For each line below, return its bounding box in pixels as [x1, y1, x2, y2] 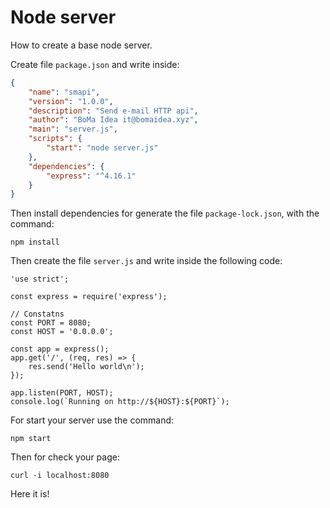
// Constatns [10, 309, 65, 320]
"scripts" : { [28, 134, 83, 144]
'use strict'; [10, 274, 70, 285]
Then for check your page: [10, 451, 120, 463]
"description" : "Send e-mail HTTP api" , [28, 106, 199, 116]
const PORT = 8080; [10, 318, 92, 328]
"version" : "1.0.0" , [28, 96, 114, 106]
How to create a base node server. [10, 39, 153, 51]
